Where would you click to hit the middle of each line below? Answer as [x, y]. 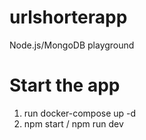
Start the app [65, 85]
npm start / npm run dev [73, 123]
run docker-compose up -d [80, 113]
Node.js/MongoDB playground [72, 45]
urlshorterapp [68, 17]
